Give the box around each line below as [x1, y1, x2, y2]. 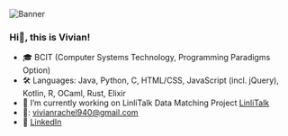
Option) [22, 65, 51, 76]
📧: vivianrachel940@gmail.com [22, 107, 139, 118]
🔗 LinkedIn [22, 117, 62, 128]
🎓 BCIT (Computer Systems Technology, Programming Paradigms [22, 52, 271, 63]
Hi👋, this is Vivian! [9, 31, 91, 43]
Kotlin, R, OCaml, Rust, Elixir [22, 88, 126, 99]
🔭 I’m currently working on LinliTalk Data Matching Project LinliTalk [22, 97, 270, 108]
